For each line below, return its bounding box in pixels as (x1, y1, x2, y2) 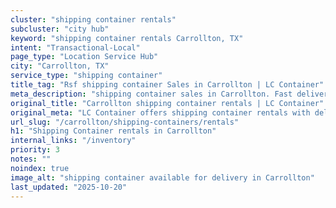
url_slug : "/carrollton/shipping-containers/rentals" (10, 117, 240, 127)
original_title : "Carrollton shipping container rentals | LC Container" (10, 98, 325, 108)
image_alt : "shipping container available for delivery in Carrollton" (10, 172, 315, 183)
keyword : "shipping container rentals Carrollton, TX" (10, 33, 244, 43)
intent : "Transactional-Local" (10, 42, 141, 53)
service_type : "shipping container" (10, 71, 163, 81)
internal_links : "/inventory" (10, 136, 137, 146)
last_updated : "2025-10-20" (10, 182, 128, 192)
